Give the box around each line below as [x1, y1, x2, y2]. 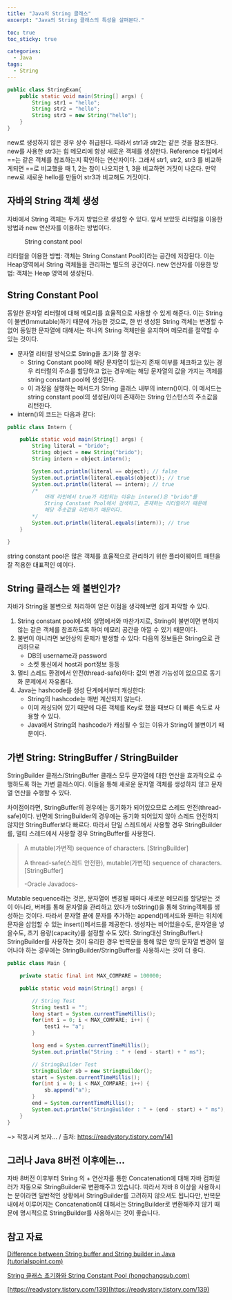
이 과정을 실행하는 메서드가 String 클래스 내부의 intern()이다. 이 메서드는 [27, 383, 222, 392]
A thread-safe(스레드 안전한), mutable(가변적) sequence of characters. [23, 859, 222, 867]
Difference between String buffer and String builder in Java [7, 1250, 175, 1258]
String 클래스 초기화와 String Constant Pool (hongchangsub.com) [7, 1272, 190, 1280]
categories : [7, 48, 41, 55]
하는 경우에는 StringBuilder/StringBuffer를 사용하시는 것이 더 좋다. [25, 946, 206, 955]
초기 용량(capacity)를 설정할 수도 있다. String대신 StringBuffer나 [27, 929, 204, 937]
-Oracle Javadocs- [23, 880, 78, 888]
